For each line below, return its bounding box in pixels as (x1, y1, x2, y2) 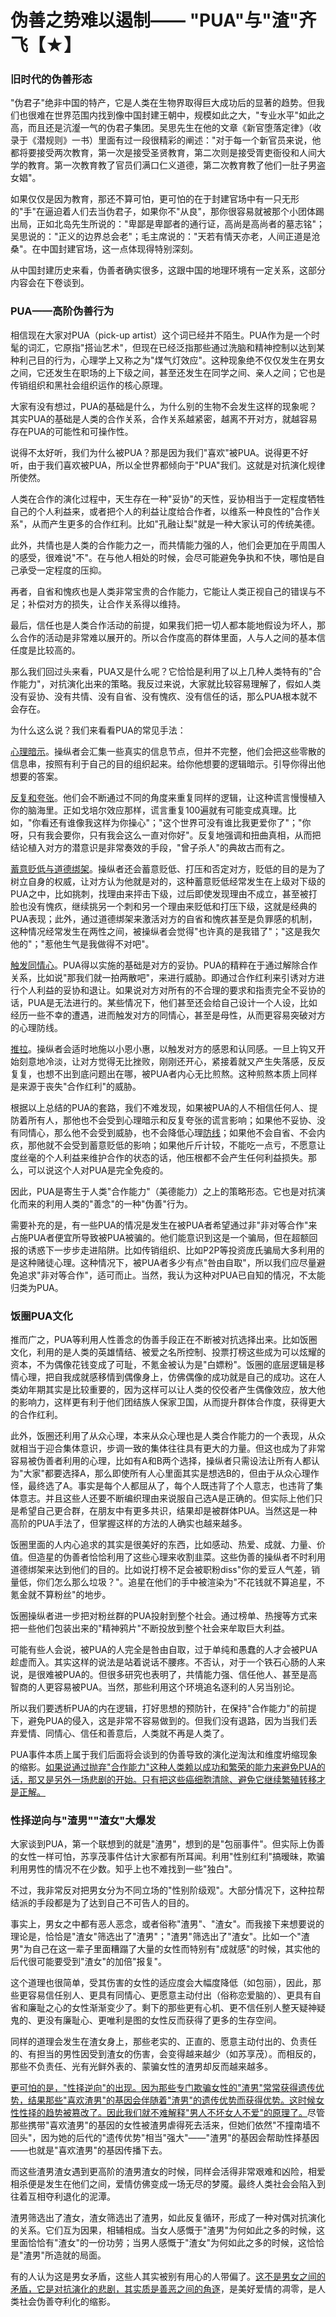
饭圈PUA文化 (10, 1309, 73, 1323)
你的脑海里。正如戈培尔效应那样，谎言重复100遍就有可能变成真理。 (10, 804, 288, 816)
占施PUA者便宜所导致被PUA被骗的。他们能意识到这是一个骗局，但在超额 (10, 1231, 310, 1243)
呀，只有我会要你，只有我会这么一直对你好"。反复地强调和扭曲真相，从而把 (10, 829, 322, 841)
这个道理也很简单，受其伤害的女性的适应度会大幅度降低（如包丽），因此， (10, 1977, 313, 1989)
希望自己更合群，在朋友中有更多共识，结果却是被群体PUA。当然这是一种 (18, 1505, 318, 1517)
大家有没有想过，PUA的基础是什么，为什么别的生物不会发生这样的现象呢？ (10, 400, 318, 412)
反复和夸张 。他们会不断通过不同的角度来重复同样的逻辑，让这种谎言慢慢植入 (10, 791, 326, 803)
